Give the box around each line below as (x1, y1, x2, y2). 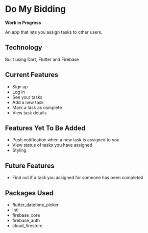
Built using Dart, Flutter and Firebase (5, 56, 79, 62)
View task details (12, 109, 47, 116)
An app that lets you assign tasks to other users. (5, 29, 103, 35)
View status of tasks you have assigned (12, 142, 93, 148)
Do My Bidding (5, 3, 66, 15)
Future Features (5, 161, 55, 170)
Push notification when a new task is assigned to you (12, 137, 120, 143)
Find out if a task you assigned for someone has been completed (12, 175, 144, 181)
